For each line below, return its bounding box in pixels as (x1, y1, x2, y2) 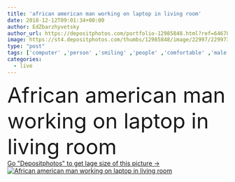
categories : (7, 56, 42, 63)
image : (7, 36, 27, 43)
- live (13, 62, 33, 69)
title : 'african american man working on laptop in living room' (7, 10, 201, 17)
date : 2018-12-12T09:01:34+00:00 (7, 17, 105, 24)
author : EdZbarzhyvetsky (7, 23, 80, 30)
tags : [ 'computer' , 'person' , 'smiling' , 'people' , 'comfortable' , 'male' (7, 50, 230, 57)
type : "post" (7, 43, 45, 50)
